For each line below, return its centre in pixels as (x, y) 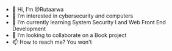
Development (29, 29)
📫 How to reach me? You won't (52, 42)
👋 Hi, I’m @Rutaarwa (38, 9)
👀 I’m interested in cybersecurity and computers (73, 16)
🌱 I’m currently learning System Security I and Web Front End (89, 22)
